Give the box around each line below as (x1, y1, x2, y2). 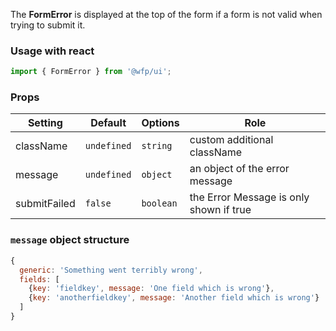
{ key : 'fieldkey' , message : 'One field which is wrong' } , (28, 284, 275, 294)
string (141, 140, 173, 152)
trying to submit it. (10, 19, 86, 31)
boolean (141, 198, 178, 209)
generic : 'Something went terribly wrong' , (19, 265, 203, 275)
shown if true (189, 203, 252, 217)
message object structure (10, 233, 130, 247)
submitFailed (15, 197, 76, 211)
